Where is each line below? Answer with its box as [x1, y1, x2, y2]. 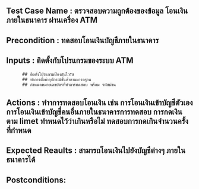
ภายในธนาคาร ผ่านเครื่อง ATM [6, 15, 98, 25]
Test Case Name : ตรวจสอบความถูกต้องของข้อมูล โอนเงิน [6, 6, 188, 16]
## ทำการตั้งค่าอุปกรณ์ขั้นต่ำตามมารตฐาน [21, 76, 91, 82]
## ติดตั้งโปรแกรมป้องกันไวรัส [21, 71, 74, 77]
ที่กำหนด [6, 125, 31, 135]
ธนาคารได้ [6, 155, 36, 165]
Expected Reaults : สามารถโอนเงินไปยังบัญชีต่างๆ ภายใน [6, 146, 186, 156]
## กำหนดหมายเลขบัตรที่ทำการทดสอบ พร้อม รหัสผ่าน [21, 81, 116, 88]
